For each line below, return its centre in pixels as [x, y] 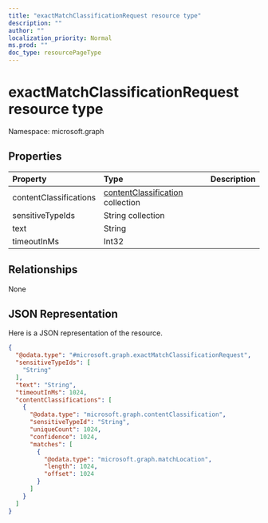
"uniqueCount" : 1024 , [65, 430]
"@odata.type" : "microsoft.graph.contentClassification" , [128, 415]
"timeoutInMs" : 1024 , [51, 392]
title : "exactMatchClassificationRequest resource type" [105, 16]
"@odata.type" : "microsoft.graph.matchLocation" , [128, 459]
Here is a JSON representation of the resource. [86, 333]
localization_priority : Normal [60, 38]
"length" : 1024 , [71, 467]
